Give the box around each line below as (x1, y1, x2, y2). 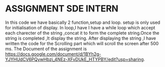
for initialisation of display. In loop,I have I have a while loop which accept (5, 24, 156, 30)
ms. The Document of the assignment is (5, 46, 87, 52)
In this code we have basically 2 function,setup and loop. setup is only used (5, 19, 161, 25)
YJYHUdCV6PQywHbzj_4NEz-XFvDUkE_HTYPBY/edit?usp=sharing (5, 56, 144, 62)
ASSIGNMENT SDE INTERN (5, 3, 118, 14)
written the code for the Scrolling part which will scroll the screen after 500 (5, 40, 159, 46)
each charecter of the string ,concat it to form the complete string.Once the (5, 30, 160, 36)
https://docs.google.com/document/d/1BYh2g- (5, 51, 101, 57)
